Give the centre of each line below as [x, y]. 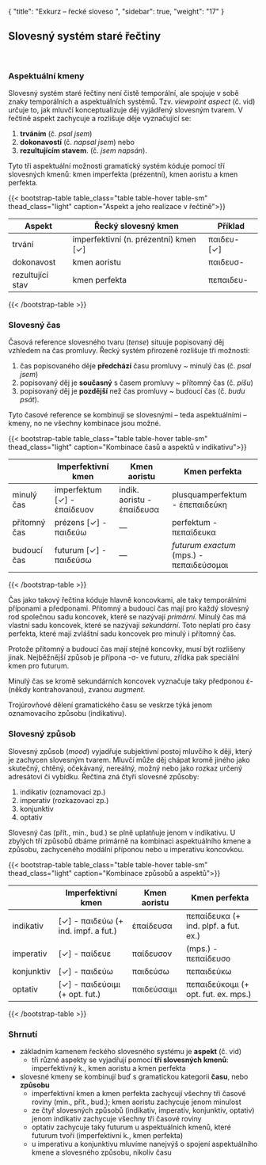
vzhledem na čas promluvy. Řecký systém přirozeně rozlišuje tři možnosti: [129, 351]
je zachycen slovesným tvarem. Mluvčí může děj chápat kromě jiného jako [129, 760]
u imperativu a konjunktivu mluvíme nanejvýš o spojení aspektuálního [144, 1144]
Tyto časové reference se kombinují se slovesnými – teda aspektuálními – [127, 415]
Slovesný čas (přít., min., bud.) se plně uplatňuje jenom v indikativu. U [122, 832]
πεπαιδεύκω [209, 971]
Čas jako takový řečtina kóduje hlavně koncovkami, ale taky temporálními [127, 600]
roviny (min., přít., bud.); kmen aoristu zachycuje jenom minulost [136, 1102]
